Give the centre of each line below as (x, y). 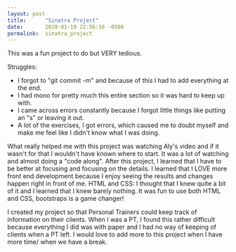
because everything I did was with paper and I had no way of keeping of (112, 227)
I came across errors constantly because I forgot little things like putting (122, 110)
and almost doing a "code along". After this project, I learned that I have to (114, 161)
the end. (29, 88)
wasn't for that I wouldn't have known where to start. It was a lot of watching (118, 154)
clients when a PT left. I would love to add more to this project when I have (115, 234)
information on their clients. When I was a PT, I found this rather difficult (111, 220)
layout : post (26, 14)
